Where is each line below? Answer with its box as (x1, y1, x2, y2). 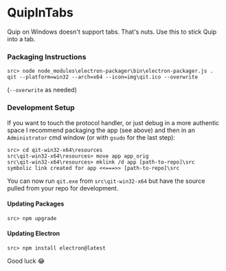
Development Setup (7, 103, 75, 113)
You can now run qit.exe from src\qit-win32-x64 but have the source (7, 177, 205, 185)
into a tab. (7, 34, 36, 43)
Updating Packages (7, 199, 65, 208)
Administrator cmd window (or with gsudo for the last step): (7, 133, 175, 142)
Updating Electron (7, 229, 60, 238)
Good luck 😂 (7, 257, 45, 265)
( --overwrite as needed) (7, 86, 77, 94)
